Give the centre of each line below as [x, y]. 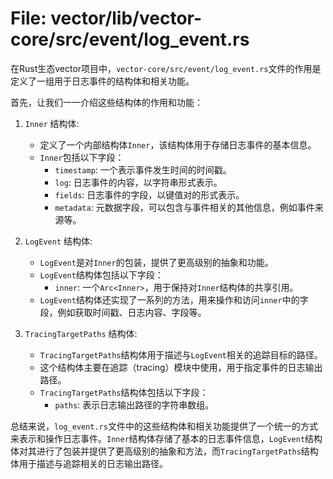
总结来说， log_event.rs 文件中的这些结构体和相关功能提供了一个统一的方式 [164, 426]
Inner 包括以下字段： [82, 157]
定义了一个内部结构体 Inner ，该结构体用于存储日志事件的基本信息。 [178, 144]
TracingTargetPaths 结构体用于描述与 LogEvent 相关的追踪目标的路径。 [181, 354]
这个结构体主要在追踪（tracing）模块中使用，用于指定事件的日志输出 [181, 367]
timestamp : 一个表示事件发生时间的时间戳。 [143, 169]
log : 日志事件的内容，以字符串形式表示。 [138, 182]
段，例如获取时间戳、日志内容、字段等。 [123, 312]
